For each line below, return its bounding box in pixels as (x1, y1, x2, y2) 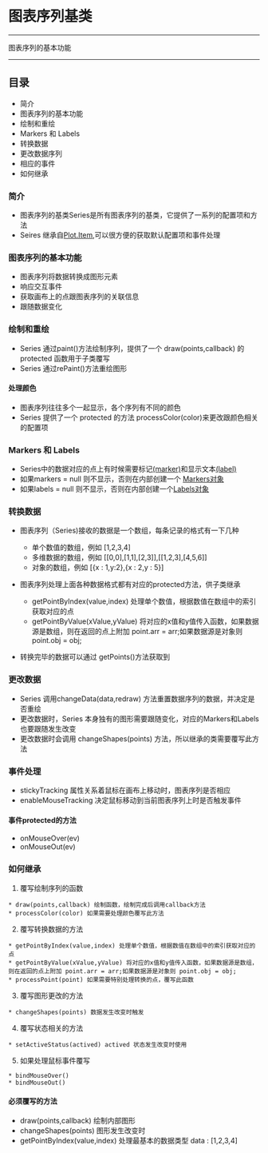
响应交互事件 (19, 281, 62, 292)
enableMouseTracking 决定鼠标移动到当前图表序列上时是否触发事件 (19, 796, 242, 805)
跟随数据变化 (19, 301, 62, 312)
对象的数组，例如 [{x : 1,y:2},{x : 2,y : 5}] (31, 563, 164, 573)
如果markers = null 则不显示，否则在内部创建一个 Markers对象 (19, 474, 225, 484)
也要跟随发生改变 (19, 724, 77, 733)
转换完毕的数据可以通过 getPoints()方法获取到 (19, 652, 171, 662)
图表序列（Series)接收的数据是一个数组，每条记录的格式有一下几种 (19, 525, 239, 536)
